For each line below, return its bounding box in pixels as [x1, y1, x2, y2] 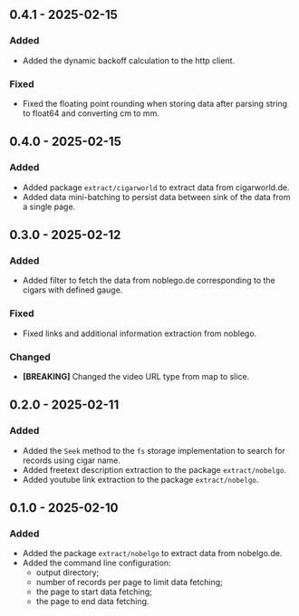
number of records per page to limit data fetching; [35, 577, 224, 588]
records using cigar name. [22, 455, 121, 466]
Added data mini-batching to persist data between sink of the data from [22, 191, 291, 202]
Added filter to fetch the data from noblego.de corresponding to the [22, 275, 276, 286]
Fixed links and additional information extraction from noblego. [22, 328, 257, 339]
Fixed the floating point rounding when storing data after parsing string [22, 98, 288, 109]
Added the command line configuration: [22, 557, 171, 569]
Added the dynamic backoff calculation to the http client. [22, 54, 236, 66]
